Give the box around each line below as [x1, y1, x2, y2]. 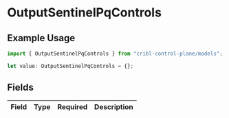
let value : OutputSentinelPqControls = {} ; [7, 62, 134, 69]
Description [94, 102, 134, 111]
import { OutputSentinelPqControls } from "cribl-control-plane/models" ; [7, 50, 223, 57]
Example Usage [7, 32, 76, 44]
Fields [7, 82, 34, 93]
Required [57, 102, 88, 111]
